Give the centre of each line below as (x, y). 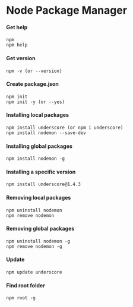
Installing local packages (38, 115)
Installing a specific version (41, 172)
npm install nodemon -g (36, 159)
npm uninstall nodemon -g (38, 241)
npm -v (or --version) (34, 71)
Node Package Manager (67, 10)
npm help (17, 45)
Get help (17, 27)
